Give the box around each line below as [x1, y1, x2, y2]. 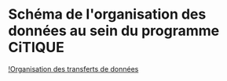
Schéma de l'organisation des [8, 5, 207, 23]
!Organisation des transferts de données [8, 64, 139, 73]
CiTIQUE [8, 39, 65, 56]
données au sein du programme [8, 22, 220, 40]
